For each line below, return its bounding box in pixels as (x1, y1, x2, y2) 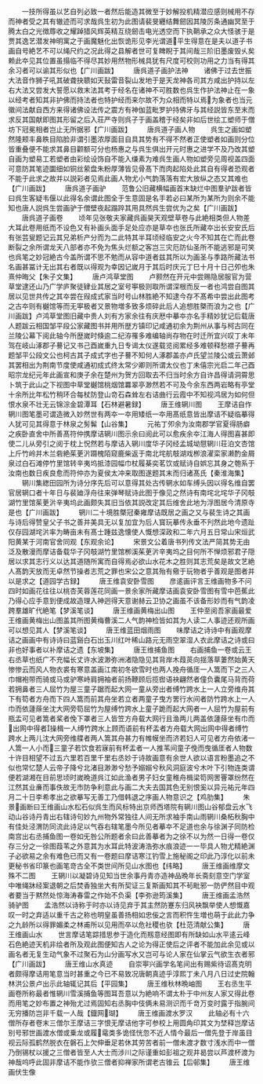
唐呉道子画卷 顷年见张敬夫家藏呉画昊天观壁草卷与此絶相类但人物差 (21, 213, 250, 222)
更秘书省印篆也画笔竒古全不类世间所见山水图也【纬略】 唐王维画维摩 (8, 861, 243, 870)
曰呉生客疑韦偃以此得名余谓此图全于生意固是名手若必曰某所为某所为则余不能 (8, 193, 255, 203)
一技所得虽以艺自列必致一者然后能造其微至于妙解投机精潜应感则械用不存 (21, 7, 255, 16)
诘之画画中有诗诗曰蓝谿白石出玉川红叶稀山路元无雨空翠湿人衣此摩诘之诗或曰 (8, 635, 255, 644)
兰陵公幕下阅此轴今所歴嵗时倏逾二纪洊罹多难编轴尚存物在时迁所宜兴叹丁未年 (8, 331, 255, 340)
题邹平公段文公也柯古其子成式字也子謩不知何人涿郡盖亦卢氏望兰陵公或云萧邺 (8, 350, 255, 360)
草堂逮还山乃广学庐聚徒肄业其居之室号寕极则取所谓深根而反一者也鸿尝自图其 (8, 282, 255, 291)
